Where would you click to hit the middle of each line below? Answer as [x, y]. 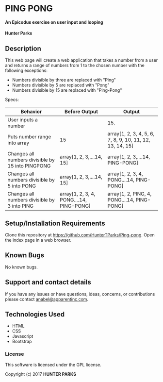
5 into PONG [22, 186]
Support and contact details [48, 282]
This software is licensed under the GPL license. [53, 365]
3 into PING [21, 206]
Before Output [81, 112]
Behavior [31, 112]
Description [23, 48]
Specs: [12, 100]
